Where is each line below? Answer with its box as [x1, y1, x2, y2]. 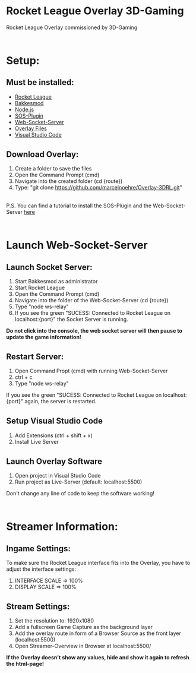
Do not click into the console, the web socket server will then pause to [6, 327, 183, 334]
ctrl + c [14, 374, 33, 381]
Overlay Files [14, 125, 48, 132]
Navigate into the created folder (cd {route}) [14, 178, 123, 185]
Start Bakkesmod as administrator [14, 277, 98, 285]
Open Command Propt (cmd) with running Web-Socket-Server [14, 367, 168, 375]
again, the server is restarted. [24, 398, 97, 405]
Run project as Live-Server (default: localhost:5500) [14, 478, 143, 485]
